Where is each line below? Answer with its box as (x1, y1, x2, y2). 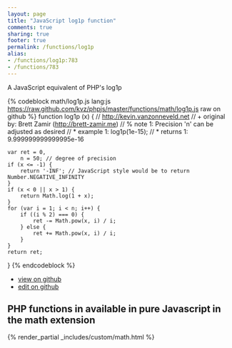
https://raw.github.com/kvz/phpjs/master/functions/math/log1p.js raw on (7, 104, 221, 113)
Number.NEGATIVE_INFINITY (7, 173, 84, 180)
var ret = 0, (7, 148, 46, 155)
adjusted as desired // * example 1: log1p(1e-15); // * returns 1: (7, 127, 188, 135)
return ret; (7, 248, 43, 255)
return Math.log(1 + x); (20, 192, 94, 200)
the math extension (7, 314, 96, 327)
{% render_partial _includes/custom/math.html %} (7, 333, 155, 342)
